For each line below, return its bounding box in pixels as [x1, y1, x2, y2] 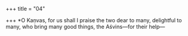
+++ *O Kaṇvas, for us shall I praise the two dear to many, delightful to [5, 17, 182, 23]
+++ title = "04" [5, 5, 45, 12]
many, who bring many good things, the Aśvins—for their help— [5, 23, 166, 30]
